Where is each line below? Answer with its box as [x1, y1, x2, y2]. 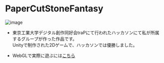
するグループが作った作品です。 [12, 36, 77, 42]
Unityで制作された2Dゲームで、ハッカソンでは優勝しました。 [12, 42, 138, 48]
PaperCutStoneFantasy [5, 3, 104, 14]
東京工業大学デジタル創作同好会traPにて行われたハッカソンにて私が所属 [12, 29, 160, 35]
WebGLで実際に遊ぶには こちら [12, 53, 75, 59]
